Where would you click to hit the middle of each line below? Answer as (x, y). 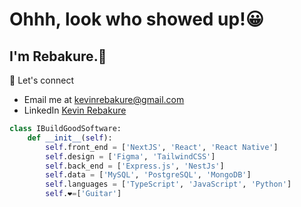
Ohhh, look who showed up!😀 (136, 19)
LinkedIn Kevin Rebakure (75, 110)
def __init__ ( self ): (70, 138)
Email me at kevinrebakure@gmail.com (104, 99)
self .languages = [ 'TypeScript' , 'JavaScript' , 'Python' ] (168, 184)
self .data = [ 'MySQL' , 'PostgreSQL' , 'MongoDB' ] (148, 175)
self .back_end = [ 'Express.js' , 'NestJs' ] (135, 166)
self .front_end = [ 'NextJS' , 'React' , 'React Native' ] (162, 147)
